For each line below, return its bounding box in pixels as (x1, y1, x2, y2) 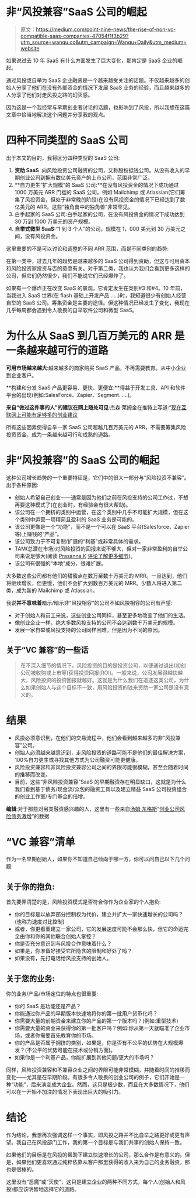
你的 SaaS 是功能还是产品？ (14, 1002, 82, 1010)
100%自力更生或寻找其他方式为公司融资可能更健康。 (14, 756, 141, 763)
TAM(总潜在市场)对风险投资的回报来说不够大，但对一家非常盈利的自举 (14, 545, 183, 552)
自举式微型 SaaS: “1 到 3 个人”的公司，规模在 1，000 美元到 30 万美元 (14, 225, 181, 232)
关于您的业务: (6, 973, 55, 984)
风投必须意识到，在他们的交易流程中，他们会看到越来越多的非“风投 (14, 734, 176, 741)
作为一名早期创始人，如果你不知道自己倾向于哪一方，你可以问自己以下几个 (6, 855, 185, 862)
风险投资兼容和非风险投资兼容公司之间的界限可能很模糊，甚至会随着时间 (14, 764, 188, 771)
